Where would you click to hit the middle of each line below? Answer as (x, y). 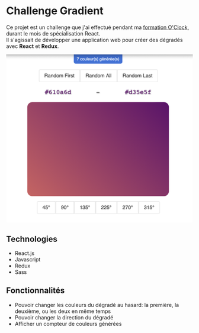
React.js (25, 253)
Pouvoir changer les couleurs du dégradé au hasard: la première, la (97, 305)
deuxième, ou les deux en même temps (63, 311)
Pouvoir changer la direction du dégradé (64, 317)
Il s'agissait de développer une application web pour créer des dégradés (94, 40)
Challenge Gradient (55, 11)
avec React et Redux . (33, 46)
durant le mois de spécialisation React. (53, 33)
